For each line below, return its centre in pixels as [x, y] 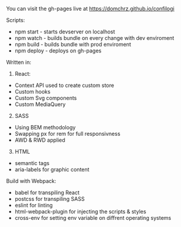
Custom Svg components [46, 98]
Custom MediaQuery [40, 104]
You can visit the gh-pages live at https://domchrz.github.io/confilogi [90, 9]
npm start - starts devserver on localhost [65, 32]
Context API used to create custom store [64, 85]
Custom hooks [32, 91]
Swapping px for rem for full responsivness [67, 134]
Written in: [19, 62]
